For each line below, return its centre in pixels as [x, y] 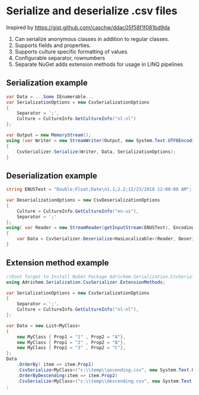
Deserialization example [52, 176]
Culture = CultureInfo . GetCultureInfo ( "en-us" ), [78, 211]
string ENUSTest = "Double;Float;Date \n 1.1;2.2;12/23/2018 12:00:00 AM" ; [99, 189]
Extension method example [58, 263]
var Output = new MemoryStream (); [49, 135]
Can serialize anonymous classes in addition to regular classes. [92, 39]
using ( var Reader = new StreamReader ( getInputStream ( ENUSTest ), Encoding [100, 228]
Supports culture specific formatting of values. [72, 51]
